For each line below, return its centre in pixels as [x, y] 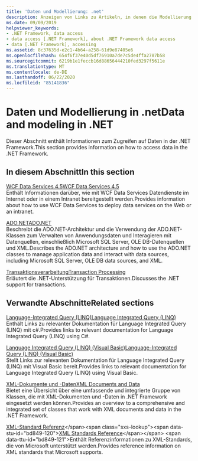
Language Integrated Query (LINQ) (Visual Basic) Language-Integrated [92, 347]
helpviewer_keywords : [33, 28]
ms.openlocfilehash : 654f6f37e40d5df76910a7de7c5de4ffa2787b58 [86, 55]
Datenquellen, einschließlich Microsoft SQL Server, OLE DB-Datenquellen [95, 241]
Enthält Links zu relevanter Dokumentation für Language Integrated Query [96, 323]
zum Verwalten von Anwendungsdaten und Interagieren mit [99, 235]
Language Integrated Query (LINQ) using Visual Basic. [72, 372]
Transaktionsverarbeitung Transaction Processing [66, 272]
